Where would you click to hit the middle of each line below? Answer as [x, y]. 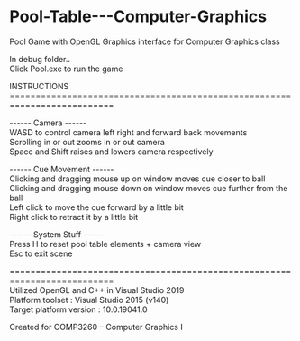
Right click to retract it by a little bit [74, 217]
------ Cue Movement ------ [62, 169]
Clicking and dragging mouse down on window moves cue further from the [149, 188]
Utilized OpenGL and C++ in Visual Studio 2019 [97, 290]
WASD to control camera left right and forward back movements [128, 132]
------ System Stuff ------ [57, 234]
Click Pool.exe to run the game [66, 69]
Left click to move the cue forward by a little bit [97, 207]
